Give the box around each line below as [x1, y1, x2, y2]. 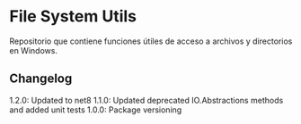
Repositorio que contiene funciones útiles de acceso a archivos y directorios [9, 36, 293, 46]
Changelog [9, 71, 73, 87]
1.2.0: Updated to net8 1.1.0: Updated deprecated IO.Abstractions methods [9, 95, 284, 105]
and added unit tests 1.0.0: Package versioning [9, 104, 182, 115]
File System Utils [9, 6, 137, 27]
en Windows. [9, 45, 58, 55]
